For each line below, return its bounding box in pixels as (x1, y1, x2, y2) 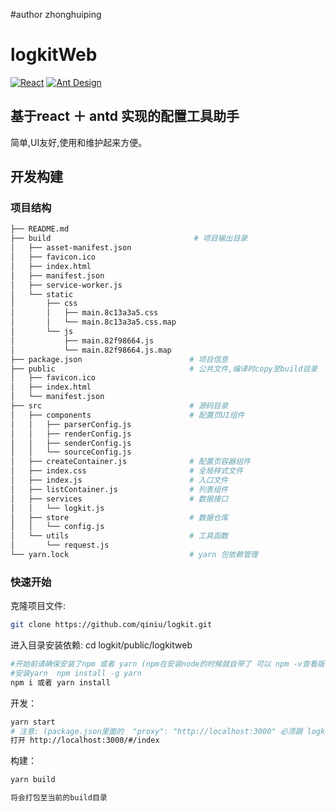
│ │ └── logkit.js (10, 503, 105, 513)
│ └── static (10, 289, 74, 299)
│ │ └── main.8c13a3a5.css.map (10, 317, 177, 328)
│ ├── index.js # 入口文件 (10, 475, 229, 486)
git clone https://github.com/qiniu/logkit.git (10, 620, 213, 630)
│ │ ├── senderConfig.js (10, 438, 132, 448)
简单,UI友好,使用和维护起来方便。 (10, 136, 148, 148)
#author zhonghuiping (10, 9, 102, 20)
